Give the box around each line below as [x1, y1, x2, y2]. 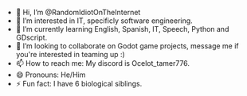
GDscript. [15, 33, 48, 42]
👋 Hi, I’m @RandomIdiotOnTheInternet [15, 8, 141, 17]
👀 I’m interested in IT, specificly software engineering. [15, 16, 193, 25]
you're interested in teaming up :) [15, 50, 125, 59]
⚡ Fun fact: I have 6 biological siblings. [15, 79, 143, 88]
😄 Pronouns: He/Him [15, 70, 86, 79]
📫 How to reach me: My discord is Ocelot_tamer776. [15, 59, 190, 67]
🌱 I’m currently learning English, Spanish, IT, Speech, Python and [15, 25, 229, 33]
